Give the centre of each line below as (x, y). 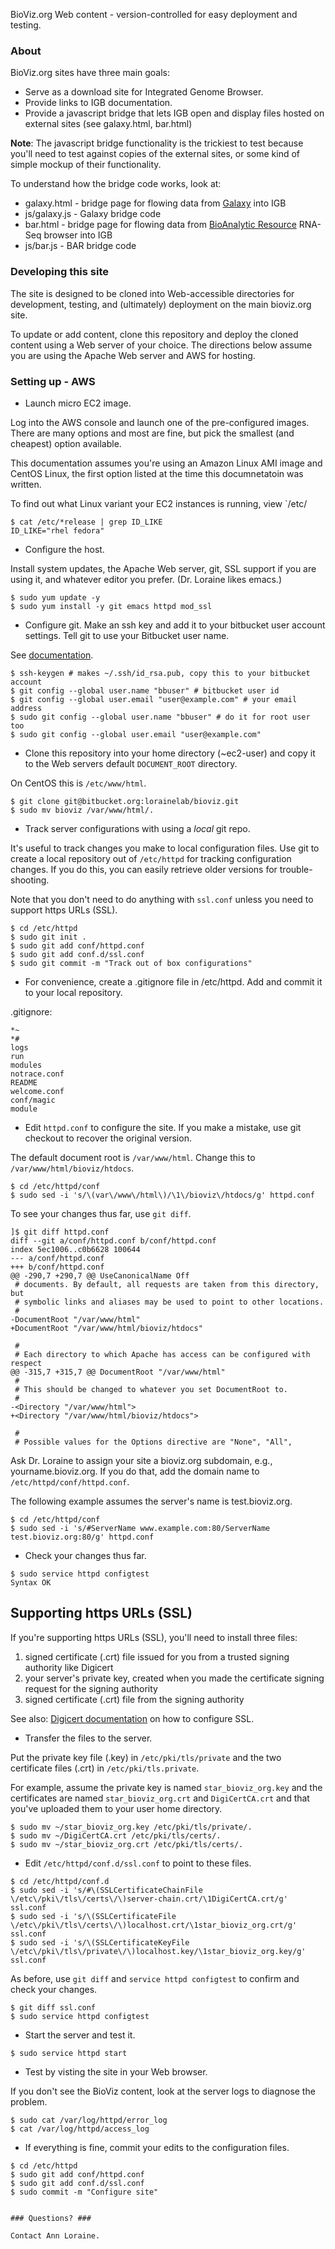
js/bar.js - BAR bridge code (80, 246)
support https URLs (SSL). (64, 910)
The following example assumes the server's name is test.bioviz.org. (151, 1501)
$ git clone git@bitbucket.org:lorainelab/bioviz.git (125, 801)
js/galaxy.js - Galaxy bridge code (93, 214)
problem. (29, 2101)
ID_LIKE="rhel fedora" (57, 530)
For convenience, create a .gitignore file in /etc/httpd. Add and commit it (173, 981)
